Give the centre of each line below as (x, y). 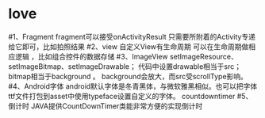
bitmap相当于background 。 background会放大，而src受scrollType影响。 (128, 76)
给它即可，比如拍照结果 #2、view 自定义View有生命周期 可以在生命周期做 (129, 46)
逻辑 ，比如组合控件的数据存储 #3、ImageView (91, 56)
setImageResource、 (204, 56)
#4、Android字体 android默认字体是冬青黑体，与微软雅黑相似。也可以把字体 (133, 86)
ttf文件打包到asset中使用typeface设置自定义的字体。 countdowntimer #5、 (131, 96)
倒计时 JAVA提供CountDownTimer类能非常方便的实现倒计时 (106, 106)
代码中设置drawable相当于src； (190, 66)
